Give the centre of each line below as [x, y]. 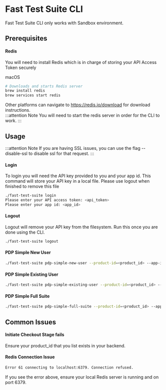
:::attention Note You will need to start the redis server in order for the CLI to [83, 116]
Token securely [21, 67]
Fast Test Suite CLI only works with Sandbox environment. [64, 23]
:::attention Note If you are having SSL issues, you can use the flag [73, 148]
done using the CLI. [25, 232]
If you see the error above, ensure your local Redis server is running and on [82, 377]
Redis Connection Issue [30, 357]
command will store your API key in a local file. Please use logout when [77, 181]
